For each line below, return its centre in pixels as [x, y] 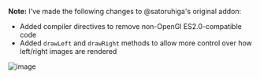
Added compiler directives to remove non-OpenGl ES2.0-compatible [130, 26]
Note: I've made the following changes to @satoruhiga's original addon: [125, 11]
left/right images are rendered [68, 51]
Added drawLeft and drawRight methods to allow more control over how [136, 43]
